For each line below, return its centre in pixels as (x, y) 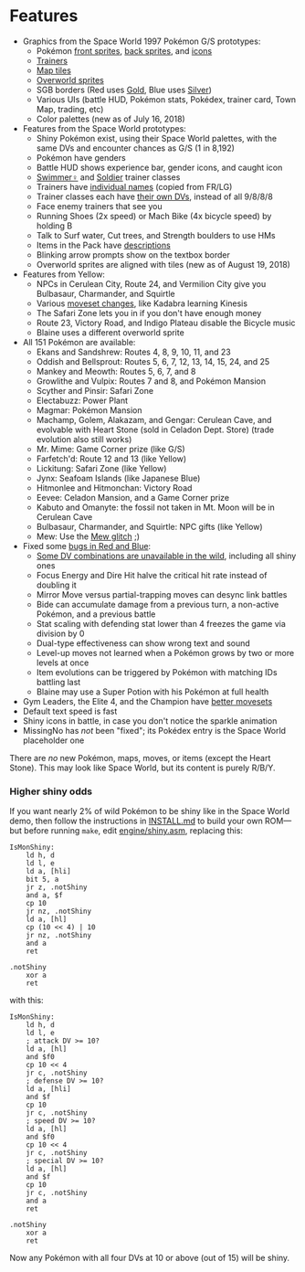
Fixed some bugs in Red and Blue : (87, 546)
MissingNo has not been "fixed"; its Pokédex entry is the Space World (154, 730)
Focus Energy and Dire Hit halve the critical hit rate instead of (152, 575)
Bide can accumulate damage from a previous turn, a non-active (158, 604)
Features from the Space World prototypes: (105, 128)
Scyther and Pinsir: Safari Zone (95, 390)
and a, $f (45, 896)
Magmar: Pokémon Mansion (89, 410)
